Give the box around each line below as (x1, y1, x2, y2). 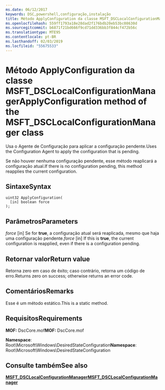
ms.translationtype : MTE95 (5, 30, 61, 35)
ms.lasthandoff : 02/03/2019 (5, 39, 63, 44)
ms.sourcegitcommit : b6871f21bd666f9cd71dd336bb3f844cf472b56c (5, 25, 138, 30)
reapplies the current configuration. (5, 168, 77, 174)
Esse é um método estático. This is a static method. (5, 300, 108, 306)
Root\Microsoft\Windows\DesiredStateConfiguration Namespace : (5, 342, 137, 348)
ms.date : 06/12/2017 (5, 7, 48, 12)
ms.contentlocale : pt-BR (5, 35, 56, 40)
